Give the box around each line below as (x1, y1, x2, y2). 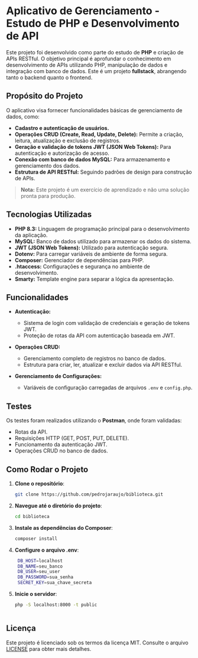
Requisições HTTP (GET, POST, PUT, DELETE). (14, 435, 129, 442)
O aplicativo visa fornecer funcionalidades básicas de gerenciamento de (6, 106, 183, 113)
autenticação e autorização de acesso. (14, 149, 109, 157)
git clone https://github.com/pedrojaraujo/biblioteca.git (14, 491, 164, 497)
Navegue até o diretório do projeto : (14, 502, 102, 509)
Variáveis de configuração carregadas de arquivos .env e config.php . (23, 384, 193, 391)
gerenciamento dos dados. (14, 162, 80, 169)
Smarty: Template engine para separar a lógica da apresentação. (14, 275, 174, 282)
